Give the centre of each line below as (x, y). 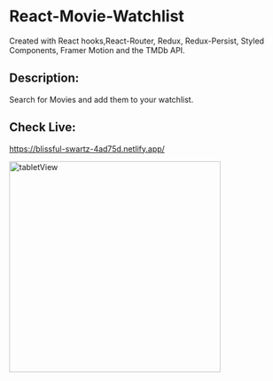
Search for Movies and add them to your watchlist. (101, 99)
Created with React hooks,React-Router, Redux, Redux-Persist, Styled (136, 41)
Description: (44, 78)
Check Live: (43, 127)
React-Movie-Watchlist (97, 16)
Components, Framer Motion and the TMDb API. (97, 50)
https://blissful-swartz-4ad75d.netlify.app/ (87, 149)
